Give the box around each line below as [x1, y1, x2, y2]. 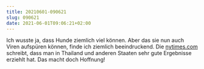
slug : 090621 [6, 15, 40, 21]
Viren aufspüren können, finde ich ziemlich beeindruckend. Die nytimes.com [6, 43, 198, 50]
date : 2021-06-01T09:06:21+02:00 [6, 20, 91, 26]
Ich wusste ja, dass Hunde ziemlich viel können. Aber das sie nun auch [6, 37, 185, 44]
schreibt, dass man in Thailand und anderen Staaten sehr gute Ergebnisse [6, 50, 192, 57]
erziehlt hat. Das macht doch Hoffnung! [6, 56, 105, 64]
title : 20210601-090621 [6, 8, 67, 15]
